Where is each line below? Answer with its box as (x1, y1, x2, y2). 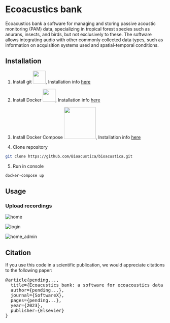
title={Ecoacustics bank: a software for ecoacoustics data (10, 282, 163, 288)
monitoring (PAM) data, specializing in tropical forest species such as (5, 25, 150, 32)
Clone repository (12, 144, 48, 150)
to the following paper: (5, 267, 53, 273)
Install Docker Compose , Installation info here (12, 134, 141, 140)
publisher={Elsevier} (10, 308, 64, 313)
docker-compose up (5, 173, 44, 178)
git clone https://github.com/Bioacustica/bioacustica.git (5, 154, 133, 159)
